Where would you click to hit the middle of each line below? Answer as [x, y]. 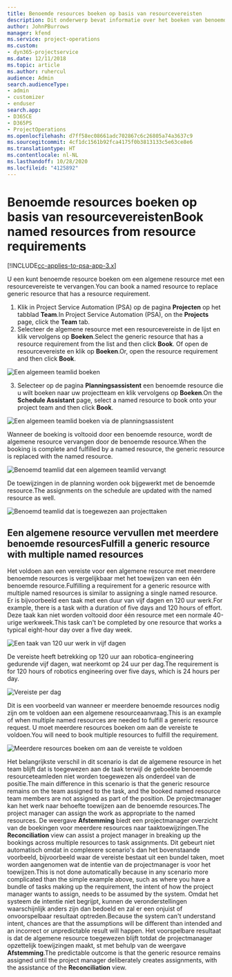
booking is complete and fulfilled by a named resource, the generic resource [116, 449]
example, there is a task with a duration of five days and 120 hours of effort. [115, 608]
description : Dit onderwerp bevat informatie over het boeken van [105, 20]
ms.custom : [23, 46]
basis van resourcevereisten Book [105, 217]
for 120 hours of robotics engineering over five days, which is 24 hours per [114, 671]
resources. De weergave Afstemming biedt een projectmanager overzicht [113, 821]
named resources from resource [101, 231]
